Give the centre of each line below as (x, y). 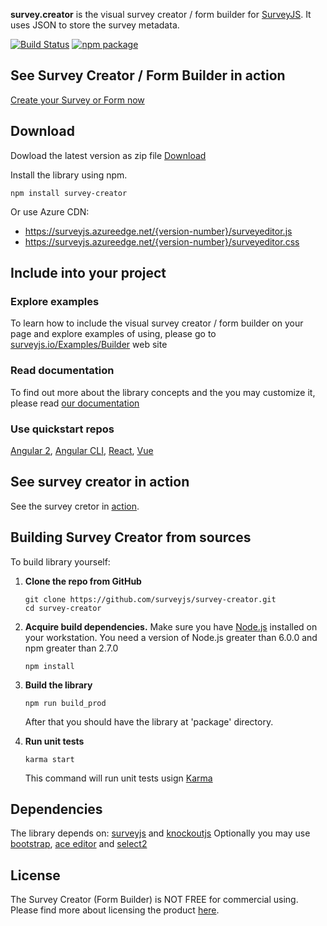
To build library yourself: (60, 561)
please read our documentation (75, 403)
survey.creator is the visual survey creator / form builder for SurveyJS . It (161, 14)
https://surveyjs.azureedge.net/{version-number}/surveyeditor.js (158, 231)
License (35, 875)
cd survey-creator (63, 608)
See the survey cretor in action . (75, 506)
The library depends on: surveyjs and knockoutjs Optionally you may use (160, 833)
